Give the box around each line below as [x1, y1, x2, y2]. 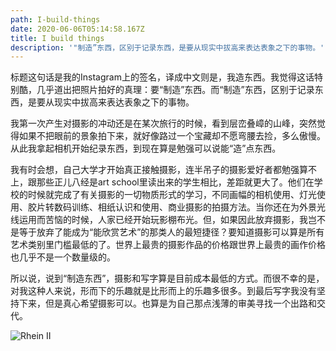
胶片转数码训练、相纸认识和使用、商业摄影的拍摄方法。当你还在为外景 [27, 201, 317, 213]
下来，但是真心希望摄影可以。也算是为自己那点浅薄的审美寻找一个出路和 [18, 297, 317, 310]
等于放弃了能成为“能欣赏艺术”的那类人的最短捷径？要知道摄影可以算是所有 [18, 226, 325, 238]
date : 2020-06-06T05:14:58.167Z [10, 24, 145, 34]
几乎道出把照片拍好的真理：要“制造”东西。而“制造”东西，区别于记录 [36, 84, 315, 96]
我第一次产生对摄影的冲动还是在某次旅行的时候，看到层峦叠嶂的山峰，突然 [10, 117, 317, 130]
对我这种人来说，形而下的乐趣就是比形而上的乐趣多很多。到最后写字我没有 [10, 285, 317, 297]
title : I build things [10, 33, 105, 43]
